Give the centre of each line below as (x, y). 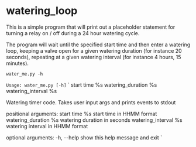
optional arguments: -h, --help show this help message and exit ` (84, 137)
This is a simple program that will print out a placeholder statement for (91, 27)
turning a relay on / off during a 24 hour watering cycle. (73, 33)
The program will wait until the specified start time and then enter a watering (98, 45)
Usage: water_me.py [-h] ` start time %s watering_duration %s (82, 85)
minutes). (18, 63)
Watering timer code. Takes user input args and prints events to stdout (91, 102)
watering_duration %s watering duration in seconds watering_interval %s (94, 120)
